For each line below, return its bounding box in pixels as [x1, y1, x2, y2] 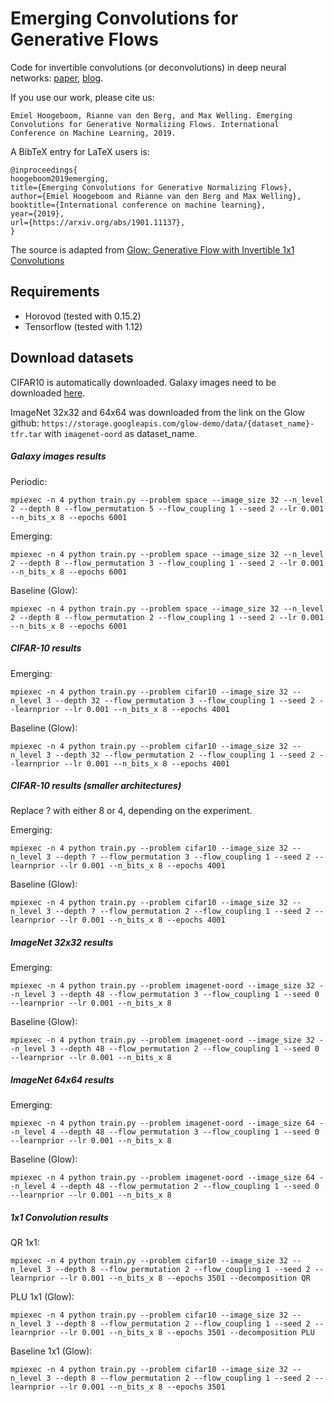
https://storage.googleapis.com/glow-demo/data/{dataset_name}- [41, 418, 315, 429]
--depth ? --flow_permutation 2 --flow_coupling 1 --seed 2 [54, 907, 311, 917]
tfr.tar [10, 429, 43, 439]
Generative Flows [10, 28, 159, 51]
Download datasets [10, 350, 134, 367]
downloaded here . [10, 387, 86, 399]
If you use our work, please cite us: [10, 91, 155, 103]
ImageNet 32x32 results [10, 937, 114, 949]
